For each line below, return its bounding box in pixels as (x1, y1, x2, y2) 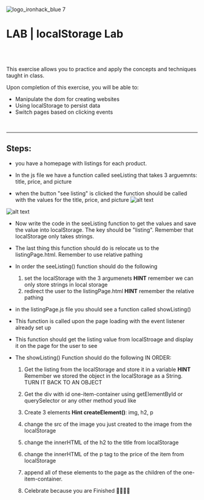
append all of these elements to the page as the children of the (24, 468, 182, 476)
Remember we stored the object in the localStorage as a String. (24, 372, 183, 380)
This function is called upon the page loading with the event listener (15, 317, 185, 325)
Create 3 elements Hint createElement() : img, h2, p (24, 408, 154, 416)
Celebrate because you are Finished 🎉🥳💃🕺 (24, 487, 131, 494)
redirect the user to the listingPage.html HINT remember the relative (24, 287, 194, 294)
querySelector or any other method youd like (24, 397, 137, 404)
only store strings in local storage (24, 280, 108, 288)
